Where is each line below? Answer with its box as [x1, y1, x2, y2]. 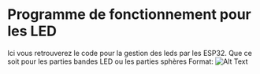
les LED [7, 22, 57, 40]
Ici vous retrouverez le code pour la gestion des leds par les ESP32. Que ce [7, 48, 253, 57]
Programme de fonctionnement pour [7, 6, 251, 24]
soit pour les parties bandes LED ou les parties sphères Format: [7, 57, 214, 66]
